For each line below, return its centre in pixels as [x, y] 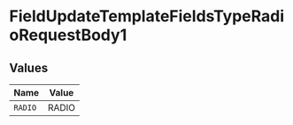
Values [29, 68]
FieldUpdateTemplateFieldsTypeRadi [147, 16]
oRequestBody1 [68, 35]
